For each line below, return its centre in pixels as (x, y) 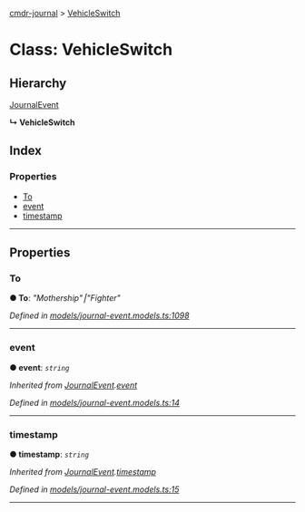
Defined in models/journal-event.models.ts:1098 (99, 315)
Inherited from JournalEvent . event (74, 385)
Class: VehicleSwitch (91, 50)
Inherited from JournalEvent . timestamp (83, 471)
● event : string (39, 367)
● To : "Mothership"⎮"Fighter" (65, 298)
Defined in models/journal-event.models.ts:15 (94, 489)
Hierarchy (38, 83)
